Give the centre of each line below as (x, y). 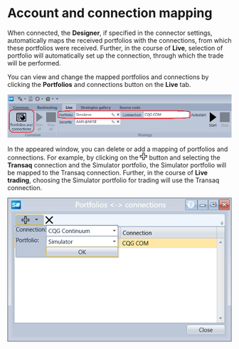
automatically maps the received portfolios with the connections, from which (119, 40)
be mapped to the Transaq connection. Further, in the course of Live (108, 172)
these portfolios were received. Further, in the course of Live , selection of (115, 48)
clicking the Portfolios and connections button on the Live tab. (99, 84)
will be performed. (34, 63)
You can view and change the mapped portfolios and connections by (108, 77)
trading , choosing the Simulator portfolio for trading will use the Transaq (113, 180)
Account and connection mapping (110, 13)
